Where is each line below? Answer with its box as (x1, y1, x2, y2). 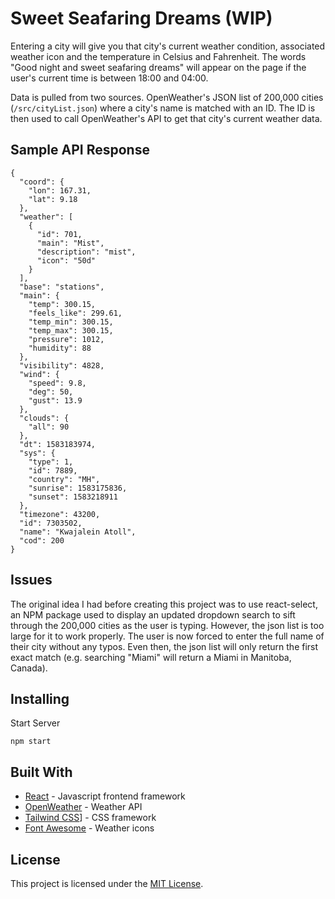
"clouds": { (19, 413, 70, 423)
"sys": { (19, 448, 56, 458)
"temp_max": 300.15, (28, 325, 114, 336)
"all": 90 (28, 422, 70, 432)
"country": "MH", (28, 474, 101, 484)
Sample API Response (10, 142, 150, 159)
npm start (10, 737, 52, 747)
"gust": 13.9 (28, 395, 83, 406)
